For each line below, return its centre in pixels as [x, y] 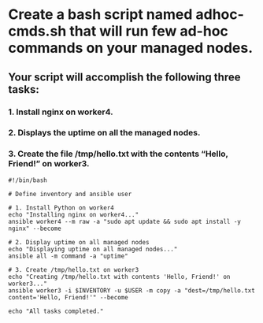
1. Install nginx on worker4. [61, 112]
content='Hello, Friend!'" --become [68, 297]
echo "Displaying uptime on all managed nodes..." [93, 249]
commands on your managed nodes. [131, 48]
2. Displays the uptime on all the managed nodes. [104, 133]
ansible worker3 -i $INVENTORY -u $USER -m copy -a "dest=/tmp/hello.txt [132, 290]
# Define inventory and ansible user [70, 194]
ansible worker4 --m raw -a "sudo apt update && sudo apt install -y [125, 221]
